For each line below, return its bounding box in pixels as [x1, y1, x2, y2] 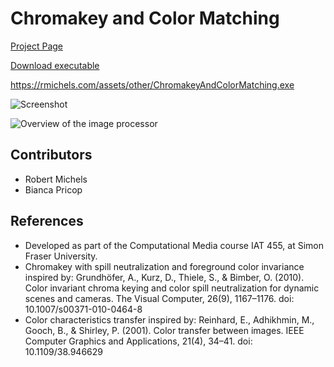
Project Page [10, 40, 63, 52]
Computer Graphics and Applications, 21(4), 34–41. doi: [24, 335, 253, 347]
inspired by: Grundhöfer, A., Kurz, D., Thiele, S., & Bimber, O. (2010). [24, 271, 305, 283]
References [10, 213, 84, 230]
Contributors [10, 147, 93, 164]
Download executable [10, 59, 100, 71]
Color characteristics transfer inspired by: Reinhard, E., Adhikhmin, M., [24, 313, 315, 326]
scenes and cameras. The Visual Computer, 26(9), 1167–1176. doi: [24, 292, 295, 304]
